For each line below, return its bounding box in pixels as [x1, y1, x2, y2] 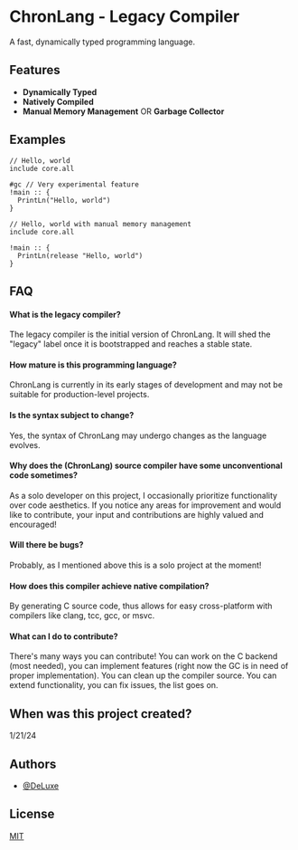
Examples [9, 132, 66, 148]
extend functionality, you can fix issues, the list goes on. [9, 680, 219, 691]
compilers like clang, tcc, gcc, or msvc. [9, 610, 155, 621]
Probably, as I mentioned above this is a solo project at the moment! [9, 559, 262, 570]
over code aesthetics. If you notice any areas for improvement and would [9, 500, 282, 511]
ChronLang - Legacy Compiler [9, 6, 240, 27]
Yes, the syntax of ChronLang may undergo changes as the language [9, 430, 267, 441]
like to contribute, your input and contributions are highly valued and [9, 509, 265, 520]
